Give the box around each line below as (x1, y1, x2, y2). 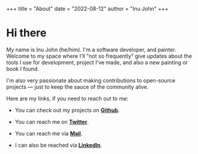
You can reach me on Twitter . (14, 118, 89, 125)
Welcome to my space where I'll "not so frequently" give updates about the (6, 52, 192, 60)
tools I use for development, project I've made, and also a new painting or (6, 58, 188, 66)
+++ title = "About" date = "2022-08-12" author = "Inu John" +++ (6, 5, 169, 12)
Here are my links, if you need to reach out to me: (6, 94, 129, 102)
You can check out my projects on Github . (14, 106, 120, 114)
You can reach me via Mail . (14, 129, 83, 137)
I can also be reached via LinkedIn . (14, 141, 102, 149)
